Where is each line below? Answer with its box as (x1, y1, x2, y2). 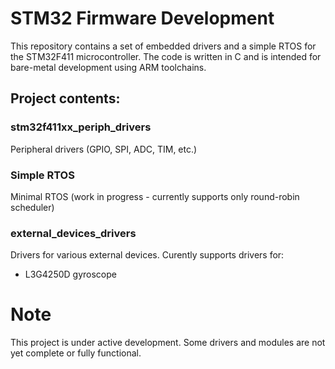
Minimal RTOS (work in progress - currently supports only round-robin (10, 190, 300, 202)
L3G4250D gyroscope (24, 268, 117, 281)
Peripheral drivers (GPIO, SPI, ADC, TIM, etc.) (10, 143, 198, 155)
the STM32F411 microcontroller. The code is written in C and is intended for (10, 50, 322, 62)
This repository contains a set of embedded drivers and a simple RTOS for (10, 40, 317, 52)
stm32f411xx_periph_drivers (10, 120, 152, 134)
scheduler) (10, 201, 55, 213)
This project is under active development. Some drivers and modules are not (10, 337, 326, 349)
